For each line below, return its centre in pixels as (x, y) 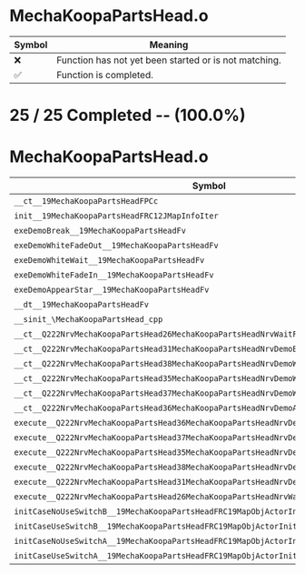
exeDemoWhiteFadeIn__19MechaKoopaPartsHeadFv (114, 275)
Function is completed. (105, 75)
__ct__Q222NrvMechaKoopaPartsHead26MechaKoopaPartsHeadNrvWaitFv (158, 334)
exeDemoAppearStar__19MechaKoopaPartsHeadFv (112, 290)
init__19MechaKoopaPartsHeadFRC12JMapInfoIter (117, 216)
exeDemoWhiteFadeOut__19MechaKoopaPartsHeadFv (117, 246)
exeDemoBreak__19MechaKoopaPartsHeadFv (100, 231)
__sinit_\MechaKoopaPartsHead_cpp (89, 320)
